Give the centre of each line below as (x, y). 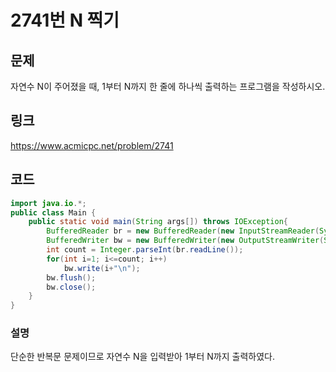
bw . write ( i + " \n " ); (102, 268)
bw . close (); (71, 287)
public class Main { (53, 212)
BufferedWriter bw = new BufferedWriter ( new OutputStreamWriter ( (185, 241)
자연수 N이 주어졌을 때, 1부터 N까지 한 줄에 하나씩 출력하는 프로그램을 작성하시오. (168, 86)
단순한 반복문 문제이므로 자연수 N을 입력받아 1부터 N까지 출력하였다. (142, 357)
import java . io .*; (48, 203)
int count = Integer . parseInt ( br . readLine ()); (145, 250)
